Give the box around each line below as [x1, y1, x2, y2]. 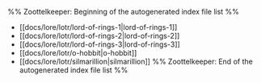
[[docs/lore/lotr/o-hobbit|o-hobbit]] [19, 48, 137, 57]
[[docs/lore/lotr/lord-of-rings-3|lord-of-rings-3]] [19, 39, 181, 49]
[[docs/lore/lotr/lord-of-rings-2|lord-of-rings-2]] [19, 31, 180, 40]
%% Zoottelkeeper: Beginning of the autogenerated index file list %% [7, 7, 240, 16]
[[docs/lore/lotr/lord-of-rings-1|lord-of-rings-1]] [19, 23, 178, 31]
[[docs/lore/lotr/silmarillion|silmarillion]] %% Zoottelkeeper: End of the [19, 56, 254, 66]
